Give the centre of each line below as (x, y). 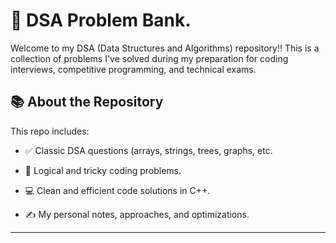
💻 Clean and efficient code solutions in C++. (117, 190)
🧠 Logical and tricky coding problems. (103, 170)
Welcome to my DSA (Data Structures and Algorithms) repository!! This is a (165, 48)
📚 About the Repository (87, 102)
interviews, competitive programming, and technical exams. (133, 69)
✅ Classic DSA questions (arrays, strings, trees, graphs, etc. (148, 150)
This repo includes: (50, 131)
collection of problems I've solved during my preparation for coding (149, 58)
